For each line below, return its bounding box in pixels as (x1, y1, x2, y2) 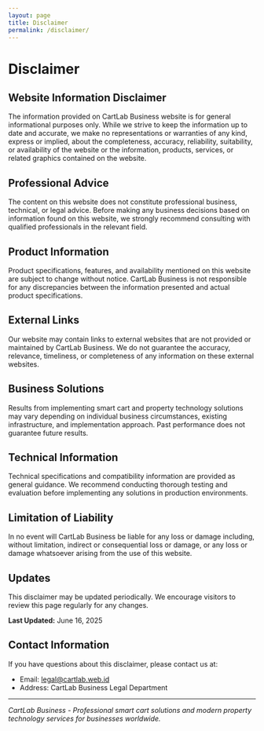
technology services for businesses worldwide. (8, 714, 161, 723)
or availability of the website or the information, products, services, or (8, 145, 234, 155)
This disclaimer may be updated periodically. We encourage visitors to (8, 592, 236, 601)
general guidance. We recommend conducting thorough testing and (8, 480, 228, 489)
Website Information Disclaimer (8, 91, 167, 104)
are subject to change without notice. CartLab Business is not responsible (8, 274, 247, 283)
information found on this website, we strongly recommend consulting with (8, 214, 251, 224)
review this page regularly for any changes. (8, 601, 149, 610)
